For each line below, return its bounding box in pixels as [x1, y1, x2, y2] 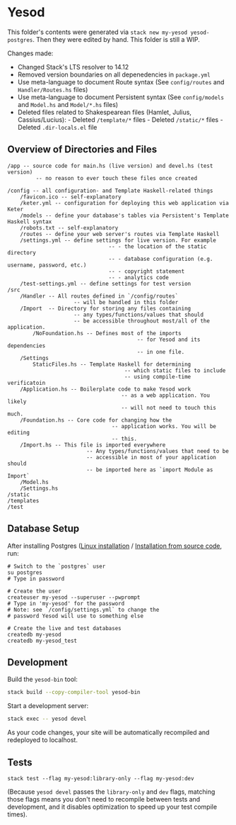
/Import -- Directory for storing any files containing [20, 305, 191, 312]
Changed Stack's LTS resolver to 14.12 [17, 62, 129, 71]
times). [7, 809, 28, 819]
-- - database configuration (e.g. [108, 255, 213, 262]
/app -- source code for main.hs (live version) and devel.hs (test [7, 162, 213, 169]
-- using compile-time [124, 373, 191, 380]
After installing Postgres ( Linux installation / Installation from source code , [7, 541, 223, 550]
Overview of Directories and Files [7, 143, 158, 156]
